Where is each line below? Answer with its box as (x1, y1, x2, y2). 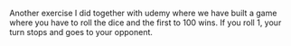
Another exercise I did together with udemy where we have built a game (9, 8, 277, 18)
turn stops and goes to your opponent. (9, 27, 154, 37)
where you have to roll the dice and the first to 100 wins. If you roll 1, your (9, 17, 282, 28)
